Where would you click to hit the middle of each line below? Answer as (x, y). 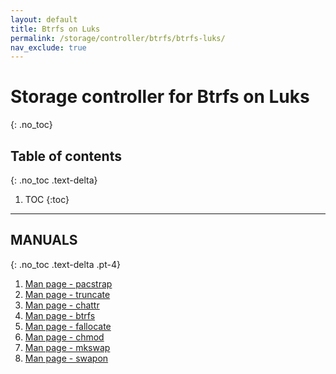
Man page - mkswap (67, 347)
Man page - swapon (66, 358)
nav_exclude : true (48, 47)
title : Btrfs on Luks (55, 29)
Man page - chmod (64, 337)
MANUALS (44, 240)
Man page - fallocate (68, 326)
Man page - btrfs (60, 315)
